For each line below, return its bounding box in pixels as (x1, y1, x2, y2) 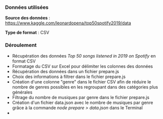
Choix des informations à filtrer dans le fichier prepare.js (12, 74, 126, 79)
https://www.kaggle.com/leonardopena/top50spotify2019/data (5, 20, 131, 26)
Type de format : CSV (5, 30, 50, 36)
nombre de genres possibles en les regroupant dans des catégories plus (12, 84, 158, 90)
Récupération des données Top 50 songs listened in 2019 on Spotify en (12, 53, 156, 59)
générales (12, 89, 33, 95)
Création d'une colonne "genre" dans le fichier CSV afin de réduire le (12, 79, 151, 84)
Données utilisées (5, 4, 49, 11)
